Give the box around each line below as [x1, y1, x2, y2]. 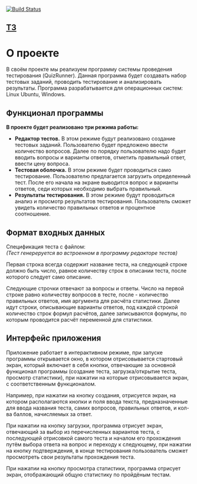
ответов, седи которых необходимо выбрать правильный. [14, 185, 162, 192]
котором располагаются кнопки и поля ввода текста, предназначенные [6, 398, 188, 405]
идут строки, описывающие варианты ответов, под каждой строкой [6, 303, 178, 310]
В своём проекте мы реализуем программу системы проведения [6, 66, 172, 73]
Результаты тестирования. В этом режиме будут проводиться [14, 192, 175, 199]
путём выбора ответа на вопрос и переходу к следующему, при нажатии [6, 440, 192, 448]
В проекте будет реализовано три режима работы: [6, 124, 139, 131]
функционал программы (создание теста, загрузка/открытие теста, [6, 368, 177, 375]
